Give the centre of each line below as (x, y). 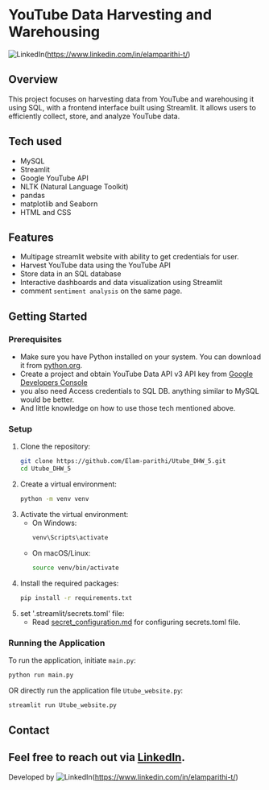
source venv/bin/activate (75, 568)
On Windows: (54, 523)
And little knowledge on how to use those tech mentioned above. (128, 408)
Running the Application (57, 643)
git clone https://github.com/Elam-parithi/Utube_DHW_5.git (123, 461)
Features (31, 237)
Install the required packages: (69, 583)
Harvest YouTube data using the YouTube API (95, 265)
